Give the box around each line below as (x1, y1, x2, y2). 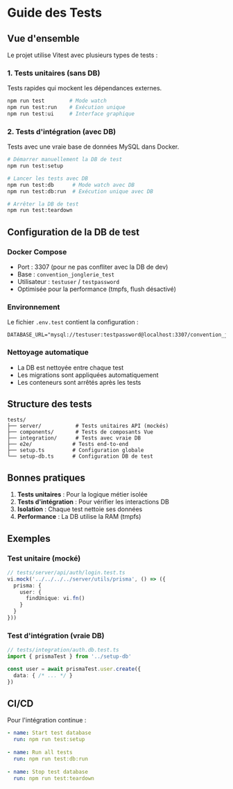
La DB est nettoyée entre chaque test (17, 363, 124, 372)
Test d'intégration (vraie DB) (7, 631, 105, 640)
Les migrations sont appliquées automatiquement (17, 370, 159, 379)
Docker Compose (7, 247, 67, 256)
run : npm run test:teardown (13, 774, 95, 782)
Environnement (7, 302, 60, 312)
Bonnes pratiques (7, 472, 85, 483)
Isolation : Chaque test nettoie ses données (17, 505, 143, 513)
